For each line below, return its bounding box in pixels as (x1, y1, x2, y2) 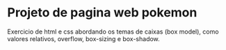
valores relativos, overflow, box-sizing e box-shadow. (7, 34, 160, 42)
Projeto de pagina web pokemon (7, 5, 197, 21)
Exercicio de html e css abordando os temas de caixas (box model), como (7, 27, 219, 36)
